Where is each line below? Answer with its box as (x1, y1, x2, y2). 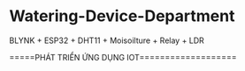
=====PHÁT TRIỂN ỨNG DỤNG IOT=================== (9, 52, 237, 62)
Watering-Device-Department (9, 6, 235, 26)
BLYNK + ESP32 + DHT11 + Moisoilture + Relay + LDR (9, 35, 205, 46)
